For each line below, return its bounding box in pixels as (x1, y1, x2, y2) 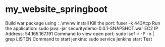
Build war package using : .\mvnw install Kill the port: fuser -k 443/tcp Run (5, 20, 160, 26)
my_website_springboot (5, 3, 107, 15)
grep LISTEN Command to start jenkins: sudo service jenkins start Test (5, 36, 152, 42)
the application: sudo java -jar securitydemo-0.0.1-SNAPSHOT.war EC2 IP (5, 25, 158, 31)
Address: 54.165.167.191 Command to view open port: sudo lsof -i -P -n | (5, 30, 154, 36)
